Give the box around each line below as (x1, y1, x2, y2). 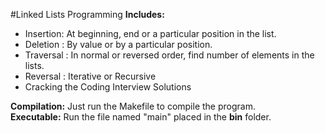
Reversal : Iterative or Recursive (24, 70, 157, 82)
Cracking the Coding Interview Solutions (24, 81, 192, 93)
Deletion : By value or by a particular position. (24, 39, 213, 50)
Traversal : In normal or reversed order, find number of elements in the (24, 49, 315, 61)
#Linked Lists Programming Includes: (10, 9, 165, 20)
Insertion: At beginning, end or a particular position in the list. (24, 28, 277, 39)
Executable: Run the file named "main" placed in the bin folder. (10, 111, 272, 123)
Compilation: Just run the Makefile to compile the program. (10, 100, 256, 112)
